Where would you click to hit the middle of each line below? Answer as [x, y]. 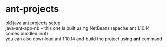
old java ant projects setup [33, 23]
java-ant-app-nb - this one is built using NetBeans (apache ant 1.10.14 [78, 28]
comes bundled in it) [27, 33]
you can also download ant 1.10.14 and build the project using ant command [84, 39]
